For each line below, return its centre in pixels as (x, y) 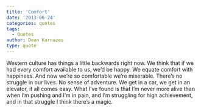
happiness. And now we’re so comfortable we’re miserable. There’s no (94, 76)
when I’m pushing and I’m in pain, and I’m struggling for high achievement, (100, 95)
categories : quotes (31, 23)
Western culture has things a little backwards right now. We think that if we (100, 63)
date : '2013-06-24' (31, 18)
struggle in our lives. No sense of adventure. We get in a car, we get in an (98, 82)
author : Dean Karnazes (35, 40)
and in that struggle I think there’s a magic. (60, 101)
